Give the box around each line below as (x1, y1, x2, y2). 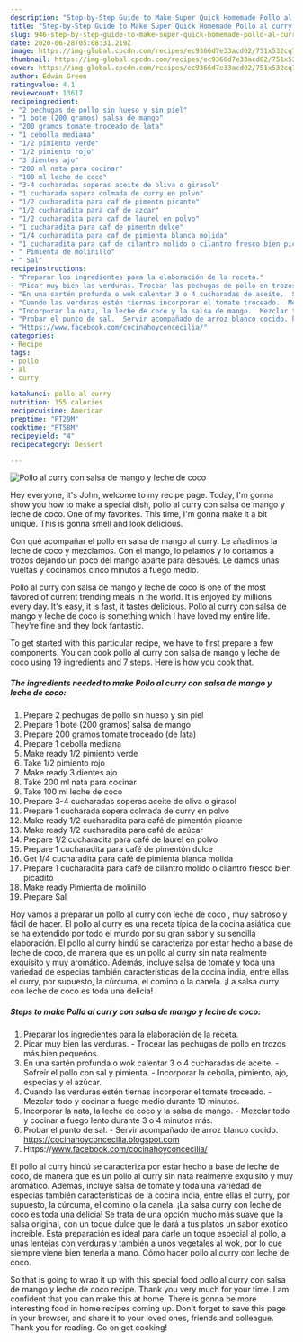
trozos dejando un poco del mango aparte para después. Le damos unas (10, 555, 280, 566)
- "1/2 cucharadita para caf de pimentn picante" (10, 197, 201, 207)
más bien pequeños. (22, 1048, 100, 1059)
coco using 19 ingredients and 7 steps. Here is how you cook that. (10, 657, 254, 667)
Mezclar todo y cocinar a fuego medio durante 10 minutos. (22, 1096, 240, 1107)
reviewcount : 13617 (10, 88, 84, 97)
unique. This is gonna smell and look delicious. (10, 519, 183, 530)
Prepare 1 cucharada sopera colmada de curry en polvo (22, 805, 230, 816)
